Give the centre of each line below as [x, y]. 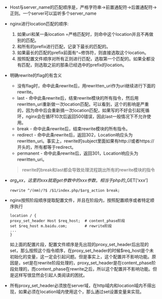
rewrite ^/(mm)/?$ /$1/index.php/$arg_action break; [65, 190]
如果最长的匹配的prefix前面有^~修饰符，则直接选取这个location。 [83, 53]
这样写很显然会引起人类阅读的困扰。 [51, 275]
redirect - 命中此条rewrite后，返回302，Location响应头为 [75, 135]
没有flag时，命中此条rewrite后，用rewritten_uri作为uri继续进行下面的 [86, 86]
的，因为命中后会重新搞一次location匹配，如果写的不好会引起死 [81, 110]
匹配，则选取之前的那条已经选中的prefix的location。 [74, 65]
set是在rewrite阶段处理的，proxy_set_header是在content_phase [87, 263]
